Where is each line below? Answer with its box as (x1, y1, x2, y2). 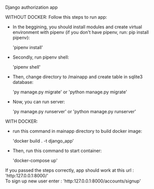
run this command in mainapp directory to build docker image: (12, 128, 142, 134)
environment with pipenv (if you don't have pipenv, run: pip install (12, 29, 149, 35)
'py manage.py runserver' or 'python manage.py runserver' (12, 109, 136, 114)
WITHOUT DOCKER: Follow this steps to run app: (5, 14, 108, 20)
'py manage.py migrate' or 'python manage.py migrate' (12, 89, 127, 95)
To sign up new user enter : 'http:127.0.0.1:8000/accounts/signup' (5, 178, 141, 184)
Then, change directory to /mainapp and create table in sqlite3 (12, 74, 143, 80)
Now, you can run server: (12, 99, 66, 105)
